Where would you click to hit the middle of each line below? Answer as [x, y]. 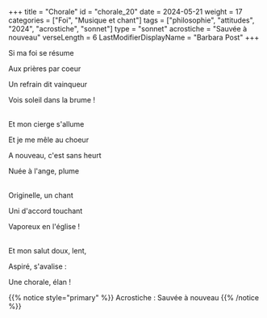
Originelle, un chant [41, 195]
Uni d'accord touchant [46, 211]
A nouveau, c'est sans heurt [55, 155]
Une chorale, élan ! [40, 282]
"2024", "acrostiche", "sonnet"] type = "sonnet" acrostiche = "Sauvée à [128, 29]
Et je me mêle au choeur [49, 140]
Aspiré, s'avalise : [38, 266]
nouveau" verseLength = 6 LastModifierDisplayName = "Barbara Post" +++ [134, 37]
